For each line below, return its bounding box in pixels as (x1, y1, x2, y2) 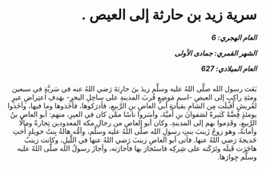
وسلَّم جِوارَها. (217, 152, 257, 162)
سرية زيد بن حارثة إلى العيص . (81, 6, 257, 24)
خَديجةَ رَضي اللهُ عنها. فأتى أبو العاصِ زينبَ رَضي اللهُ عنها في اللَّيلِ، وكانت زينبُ (23, 135, 257, 145)
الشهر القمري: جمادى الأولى (174, 48, 257, 58)
